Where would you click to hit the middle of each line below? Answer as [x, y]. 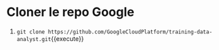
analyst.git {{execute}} [50, 38]
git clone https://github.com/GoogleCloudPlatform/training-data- [114, 32]
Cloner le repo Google [70, 12]
